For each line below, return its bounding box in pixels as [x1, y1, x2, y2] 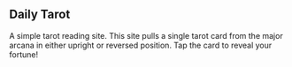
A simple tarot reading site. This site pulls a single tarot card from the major [9, 30, 283, 41]
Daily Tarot [9, 7, 71, 22]
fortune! [9, 48, 38, 60]
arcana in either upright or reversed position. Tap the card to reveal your [9, 40, 273, 50]
